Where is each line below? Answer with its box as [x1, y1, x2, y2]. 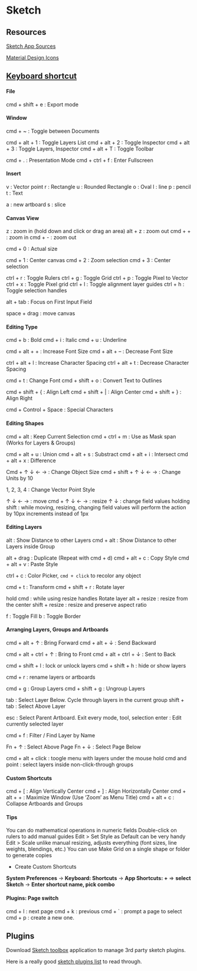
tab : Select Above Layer [6, 703, 66, 710]
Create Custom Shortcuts [14, 863, 77, 871]
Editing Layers [6, 524, 42, 531]
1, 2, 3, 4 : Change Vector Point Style [6, 486, 96, 493]
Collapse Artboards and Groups [6, 800, 83, 807]
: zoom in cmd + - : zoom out [6, 234, 77, 241]
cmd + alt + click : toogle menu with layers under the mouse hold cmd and [6, 755, 187, 762]
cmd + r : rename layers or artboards [6, 674, 96, 681]
